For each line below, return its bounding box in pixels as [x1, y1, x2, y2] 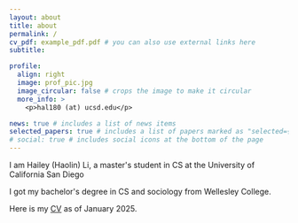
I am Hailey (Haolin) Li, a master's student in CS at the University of [9, 160, 255, 170]
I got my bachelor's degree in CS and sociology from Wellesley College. [9, 187, 272, 196]
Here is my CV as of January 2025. [9, 204, 137, 213]
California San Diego [9, 169, 84, 180]
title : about [9, 21, 58, 30]
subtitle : [9, 46, 46, 55]
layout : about [9, 12, 62, 22]
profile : [9, 62, 42, 71]
